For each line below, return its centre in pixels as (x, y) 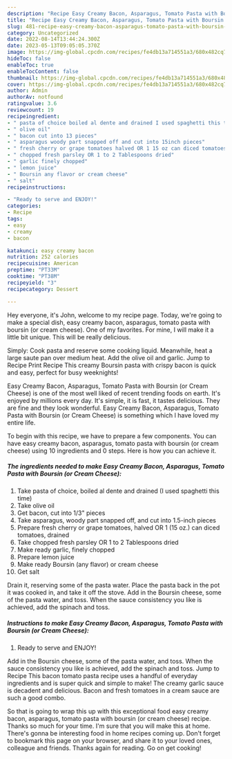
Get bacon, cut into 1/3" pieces (61, 513)
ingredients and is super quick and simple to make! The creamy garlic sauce (116, 683)
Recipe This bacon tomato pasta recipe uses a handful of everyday (103, 676)
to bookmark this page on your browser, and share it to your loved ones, (110, 741)
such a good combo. (37, 698)
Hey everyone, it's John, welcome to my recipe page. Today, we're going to (115, 315)
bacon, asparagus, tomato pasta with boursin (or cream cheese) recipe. (109, 719)
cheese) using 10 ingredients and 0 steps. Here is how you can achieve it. (112, 451)
